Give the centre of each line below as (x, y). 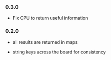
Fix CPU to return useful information (50, 18)
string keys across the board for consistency (59, 52)
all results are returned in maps (45, 42)
